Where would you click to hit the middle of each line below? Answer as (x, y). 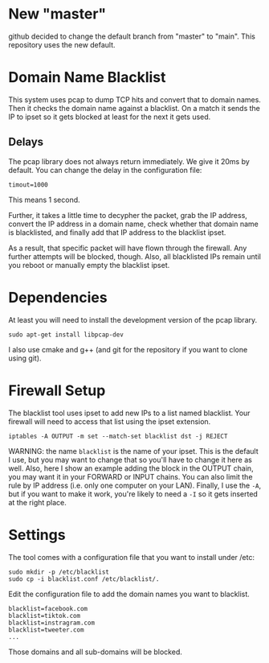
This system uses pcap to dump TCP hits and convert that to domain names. (134, 99)
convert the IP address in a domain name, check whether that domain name (134, 224)
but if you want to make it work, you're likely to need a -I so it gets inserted (133, 494)
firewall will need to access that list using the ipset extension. (110, 421)
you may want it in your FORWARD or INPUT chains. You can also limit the (130, 476)
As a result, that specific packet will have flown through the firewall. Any (128, 248)
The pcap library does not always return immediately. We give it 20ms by (129, 161)
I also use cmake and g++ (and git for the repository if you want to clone (128, 349)
